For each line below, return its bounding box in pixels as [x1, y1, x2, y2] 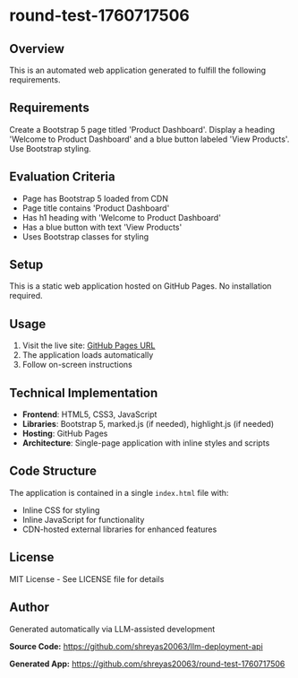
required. [9, 291, 43, 301]
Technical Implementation [9, 385, 158, 400]
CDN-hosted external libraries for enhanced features [21, 524, 217, 535]
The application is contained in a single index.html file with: [9, 487, 229, 498]
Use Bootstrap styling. [9, 143, 91, 153]
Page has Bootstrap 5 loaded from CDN [21, 193, 168, 204]
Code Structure [9, 464, 97, 479]
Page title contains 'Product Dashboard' [21, 203, 170, 213]
